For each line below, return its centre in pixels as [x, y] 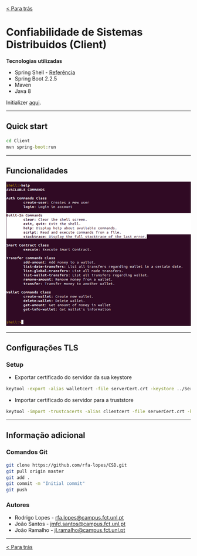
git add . [18, 478]
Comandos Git [27, 452]
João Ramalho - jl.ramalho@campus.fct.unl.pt [70, 530]
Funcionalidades [37, 171]
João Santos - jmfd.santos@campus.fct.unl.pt [70, 524]
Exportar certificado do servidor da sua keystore [73, 377]
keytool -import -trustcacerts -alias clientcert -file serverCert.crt [95, 412]
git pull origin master [35, 471]
